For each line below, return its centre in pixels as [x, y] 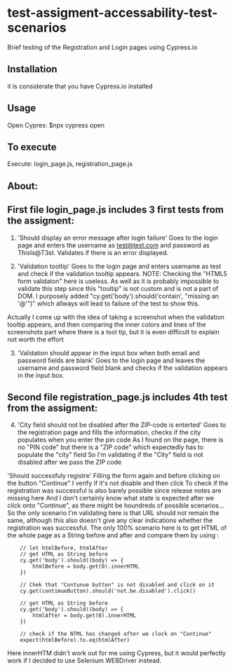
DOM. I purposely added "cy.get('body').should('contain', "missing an [118, 296]
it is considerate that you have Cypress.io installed [80, 86]
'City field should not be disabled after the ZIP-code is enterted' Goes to [122, 425]
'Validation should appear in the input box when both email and [108, 353]
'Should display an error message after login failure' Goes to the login [118, 238]
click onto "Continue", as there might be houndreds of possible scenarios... [116, 505]
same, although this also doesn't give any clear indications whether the [110, 521]
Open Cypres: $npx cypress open [56, 125]
